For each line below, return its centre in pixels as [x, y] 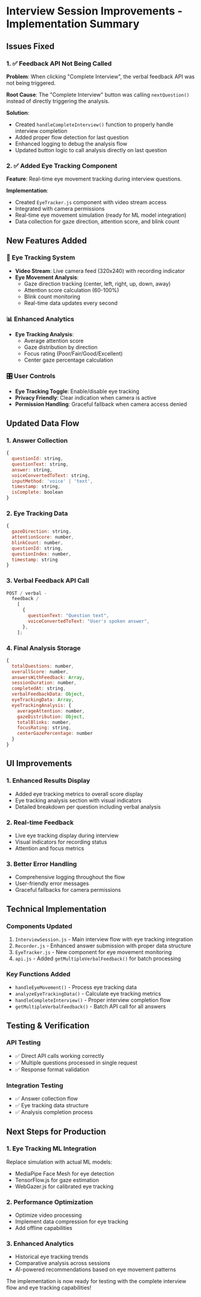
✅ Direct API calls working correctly [59, 1055]
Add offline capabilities [43, 1228]
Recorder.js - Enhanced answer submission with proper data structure [103, 946]
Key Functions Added [38, 974]
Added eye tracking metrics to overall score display [79, 794]
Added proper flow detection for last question [72, 137]
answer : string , [32, 470]
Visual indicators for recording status [61, 842]
